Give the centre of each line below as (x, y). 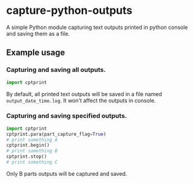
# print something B (32, 151)
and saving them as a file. (38, 33)
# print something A (32, 140)
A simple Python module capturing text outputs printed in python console (97, 27)
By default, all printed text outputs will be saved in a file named (84, 94)
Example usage (36, 53)
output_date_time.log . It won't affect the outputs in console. (81, 100)
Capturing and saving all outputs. (56, 70)
